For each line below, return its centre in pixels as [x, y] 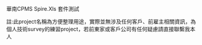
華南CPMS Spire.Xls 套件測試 [43, 9]
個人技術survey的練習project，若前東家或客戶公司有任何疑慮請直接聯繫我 [98, 29]
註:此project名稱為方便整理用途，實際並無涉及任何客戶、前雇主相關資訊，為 [101, 22]
